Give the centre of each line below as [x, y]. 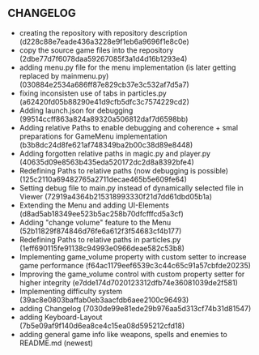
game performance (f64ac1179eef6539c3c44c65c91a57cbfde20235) [135, 265]
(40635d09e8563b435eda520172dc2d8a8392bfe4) [107, 162]
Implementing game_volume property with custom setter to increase [133, 257]
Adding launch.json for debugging [76, 110]
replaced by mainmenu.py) [64, 75]
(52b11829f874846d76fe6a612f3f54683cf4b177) [100, 231]
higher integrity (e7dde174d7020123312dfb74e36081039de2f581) [128, 282]
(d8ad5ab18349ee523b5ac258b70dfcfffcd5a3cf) [101, 213]
